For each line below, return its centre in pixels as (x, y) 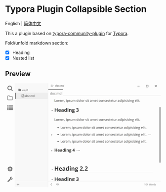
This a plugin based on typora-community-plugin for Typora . (67, 33)
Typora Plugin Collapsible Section (76, 9)
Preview (18, 74)
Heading (21, 52)
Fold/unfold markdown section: (37, 43)
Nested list (23, 58)
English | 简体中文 (23, 23)
